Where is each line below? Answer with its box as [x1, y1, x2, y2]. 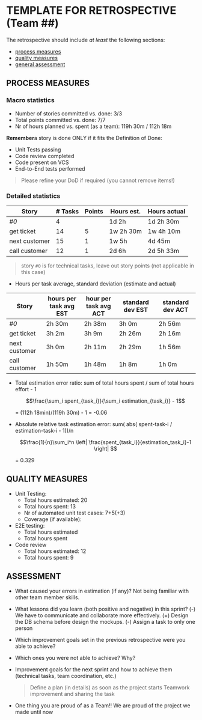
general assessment [14, 61, 66, 68]
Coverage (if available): [23, 515, 82, 523]
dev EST [123, 305, 148, 314]
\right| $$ [93, 445, 117, 452]
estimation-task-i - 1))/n [14, 427, 74, 434]
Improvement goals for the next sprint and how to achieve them [14, 665, 173, 673]
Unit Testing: [14, 490, 47, 497]
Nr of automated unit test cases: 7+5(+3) [23, 509, 126, 516]
